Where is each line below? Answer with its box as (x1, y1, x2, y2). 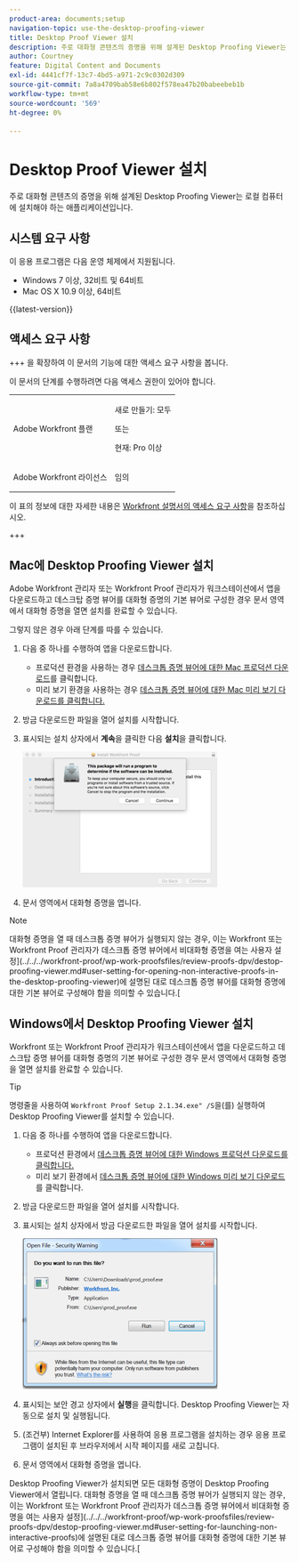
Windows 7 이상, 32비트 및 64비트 (21, 275, 144, 285)
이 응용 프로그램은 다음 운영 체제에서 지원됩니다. (9, 256, 176, 266)
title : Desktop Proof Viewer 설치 (9, 33, 133, 42)
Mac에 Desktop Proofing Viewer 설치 (9, 557, 214, 573)
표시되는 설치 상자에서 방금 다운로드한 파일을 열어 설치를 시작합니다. (21, 1219, 258, 1230)
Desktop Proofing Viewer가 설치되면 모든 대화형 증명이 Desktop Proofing (9, 1477, 270, 1488)
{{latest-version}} (9, 303, 74, 314)
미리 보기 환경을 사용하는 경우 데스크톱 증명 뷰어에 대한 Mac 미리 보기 (35, 684, 278, 695)
